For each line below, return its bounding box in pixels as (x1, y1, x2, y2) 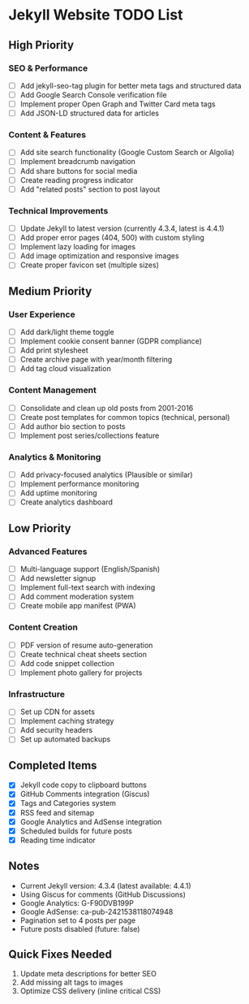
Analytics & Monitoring (8, 451, 101, 462)
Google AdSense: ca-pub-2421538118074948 (19, 907, 174, 916)
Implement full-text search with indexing (19, 582, 156, 592)
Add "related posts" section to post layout (19, 184, 161, 194)
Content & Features (8, 129, 87, 141)
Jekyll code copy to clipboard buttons (19, 780, 148, 790)
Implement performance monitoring (19, 479, 140, 489)
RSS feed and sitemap (19, 807, 95, 817)
